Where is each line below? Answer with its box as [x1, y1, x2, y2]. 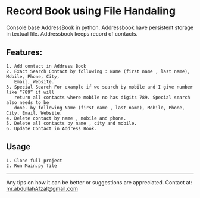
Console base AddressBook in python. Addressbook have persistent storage [6, 24, 194, 31]
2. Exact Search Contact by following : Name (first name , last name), [6, 68, 190, 74]
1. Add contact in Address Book [6, 63, 86, 69]
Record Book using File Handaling [6, 4, 176, 18]
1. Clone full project [6, 158, 62, 164]
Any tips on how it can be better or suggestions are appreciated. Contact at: [6, 178, 192, 186]
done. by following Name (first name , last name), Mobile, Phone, [14, 105, 185, 111]
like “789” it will [6, 89, 55, 95]
